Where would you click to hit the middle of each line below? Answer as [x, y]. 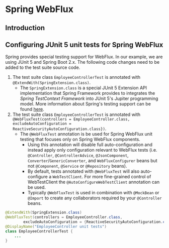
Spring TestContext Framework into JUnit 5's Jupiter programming [89, 98]
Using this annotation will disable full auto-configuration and [90, 145]
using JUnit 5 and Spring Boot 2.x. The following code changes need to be [82, 62]
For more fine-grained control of [118, 177]
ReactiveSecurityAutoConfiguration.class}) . [59, 129]
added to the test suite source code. [43, 68]
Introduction [25, 28]
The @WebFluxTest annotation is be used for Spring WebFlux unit [86, 134]
